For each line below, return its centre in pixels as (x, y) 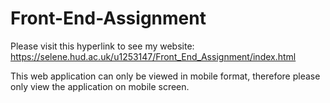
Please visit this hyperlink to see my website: (102, 46)
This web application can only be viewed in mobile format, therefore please (165, 76)
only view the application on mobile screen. (100, 86)
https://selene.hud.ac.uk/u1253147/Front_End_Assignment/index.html (153, 56)
